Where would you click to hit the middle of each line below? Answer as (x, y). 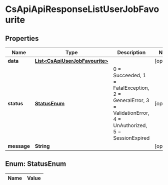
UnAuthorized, (130, 125)
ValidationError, (131, 113)
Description (131, 52)
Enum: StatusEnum (36, 164)
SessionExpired (131, 138)
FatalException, (131, 88)
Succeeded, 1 (130, 75)
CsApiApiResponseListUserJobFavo (82, 9)
